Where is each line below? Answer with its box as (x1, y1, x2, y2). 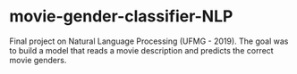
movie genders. (9, 54, 67, 65)
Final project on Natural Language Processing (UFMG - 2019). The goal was (9, 36, 289, 46)
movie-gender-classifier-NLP (9, 6, 233, 27)
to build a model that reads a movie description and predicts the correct (9, 45, 275, 55)
